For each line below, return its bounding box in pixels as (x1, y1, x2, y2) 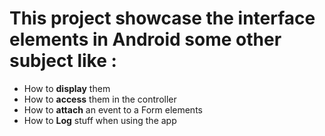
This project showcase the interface (9, 7, 316, 30)
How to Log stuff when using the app (23, 114, 177, 126)
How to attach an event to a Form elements (23, 103, 203, 116)
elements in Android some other (9, 28, 282, 51)
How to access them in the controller (23, 93, 177, 105)
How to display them (23, 82, 111, 94)
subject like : (9, 50, 117, 72)
